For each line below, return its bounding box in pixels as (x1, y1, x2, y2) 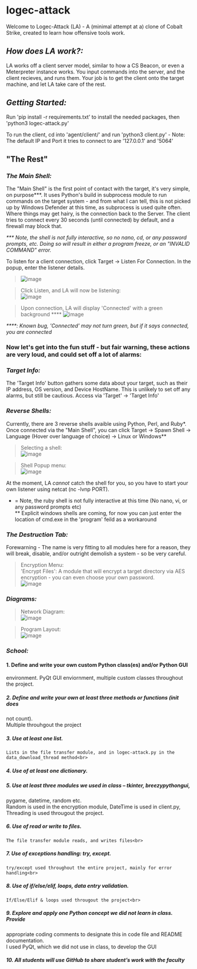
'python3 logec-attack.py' (6, 119, 69, 126)
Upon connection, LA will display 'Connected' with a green (20, 305, 163, 312)
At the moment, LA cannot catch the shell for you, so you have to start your (6, 479, 188, 486)
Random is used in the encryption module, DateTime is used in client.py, (6, 803, 181, 810)
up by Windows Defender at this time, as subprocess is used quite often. (6, 204, 182, 211)
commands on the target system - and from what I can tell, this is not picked (6, 198, 191, 205)
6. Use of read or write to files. (6, 823, 82, 830)
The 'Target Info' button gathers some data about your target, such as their (6, 380, 188, 387)
